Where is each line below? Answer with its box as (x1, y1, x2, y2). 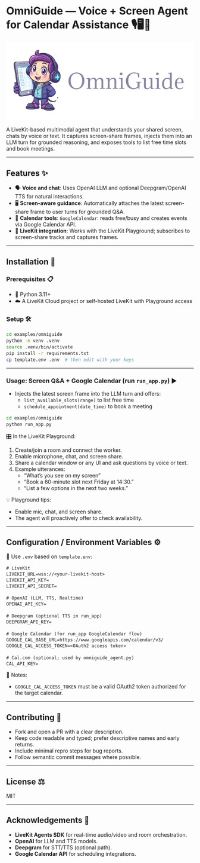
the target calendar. (14, 689, 64, 697)
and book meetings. (6, 145, 55, 152)
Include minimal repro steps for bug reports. (14, 747, 123, 754)
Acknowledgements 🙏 (6, 815, 90, 825)
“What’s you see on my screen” (23, 472, 101, 479)
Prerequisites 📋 (6, 275, 54, 283)
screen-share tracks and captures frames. (14, 234, 119, 241)
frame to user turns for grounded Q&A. (30, 208, 125, 216)
